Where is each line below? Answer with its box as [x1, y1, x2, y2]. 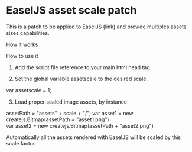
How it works [6, 41, 38, 48]
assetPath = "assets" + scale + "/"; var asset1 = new [6, 109, 134, 117]
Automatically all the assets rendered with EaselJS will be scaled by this [6, 134, 181, 141]
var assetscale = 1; [6, 86, 52, 93]
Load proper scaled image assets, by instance [14, 98, 127, 105]
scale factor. [6, 140, 37, 147]
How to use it [6, 52, 38, 59]
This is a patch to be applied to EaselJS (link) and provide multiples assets [6, 23, 187, 30]
